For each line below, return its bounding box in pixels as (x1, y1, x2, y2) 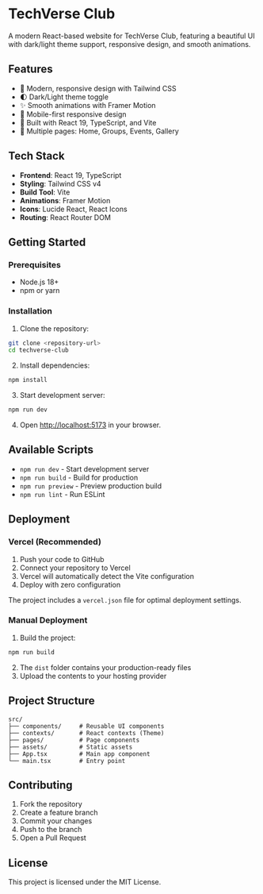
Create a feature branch (19, 807, 98, 818)
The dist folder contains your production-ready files (19, 662, 192, 672)
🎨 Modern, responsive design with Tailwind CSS (19, 83, 177, 93)
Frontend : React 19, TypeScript (19, 170, 122, 179)
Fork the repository (19, 800, 83, 809)
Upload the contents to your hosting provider (19, 671, 167, 680)
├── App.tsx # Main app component (8, 749, 151, 758)
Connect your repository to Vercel (19, 563, 131, 572)
